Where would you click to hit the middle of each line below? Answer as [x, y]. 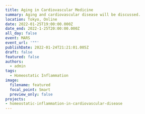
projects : [16, 99]
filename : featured [30, 85]
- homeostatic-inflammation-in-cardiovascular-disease [64, 104]
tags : [11, 71]
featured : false [22, 57]
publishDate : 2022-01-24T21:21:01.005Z [47, 47]
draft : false [19, 52]
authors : [14, 62]
